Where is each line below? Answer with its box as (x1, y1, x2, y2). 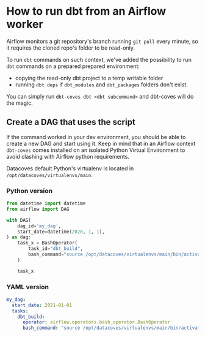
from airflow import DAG (6, 206, 70, 212)
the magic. (6, 99, 34, 107)
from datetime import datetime (6, 200, 86, 206)
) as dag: (6, 234, 32, 240)
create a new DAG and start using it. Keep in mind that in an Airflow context (6, 140, 196, 147)
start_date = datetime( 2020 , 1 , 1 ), (17, 229, 105, 235)
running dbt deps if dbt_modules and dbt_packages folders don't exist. (15, 81, 188, 88)
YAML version (6, 282, 49, 291)
